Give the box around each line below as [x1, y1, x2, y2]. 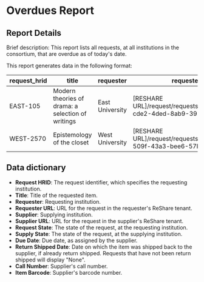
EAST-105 [9, 102, 41, 110]
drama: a [53, 102, 78, 110]
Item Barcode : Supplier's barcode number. [15, 269, 123, 276]
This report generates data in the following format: [6, 62, 132, 69]
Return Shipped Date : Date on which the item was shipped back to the [15, 243, 192, 250]
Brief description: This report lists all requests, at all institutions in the [6, 44, 179, 51]
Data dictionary [6, 163, 66, 173]
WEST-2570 [9, 135, 47, 143]
